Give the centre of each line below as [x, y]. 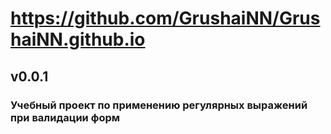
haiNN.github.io [78, 39]
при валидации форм [65, 117]
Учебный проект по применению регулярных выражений [159, 105]
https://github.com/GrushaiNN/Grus [165, 18]
